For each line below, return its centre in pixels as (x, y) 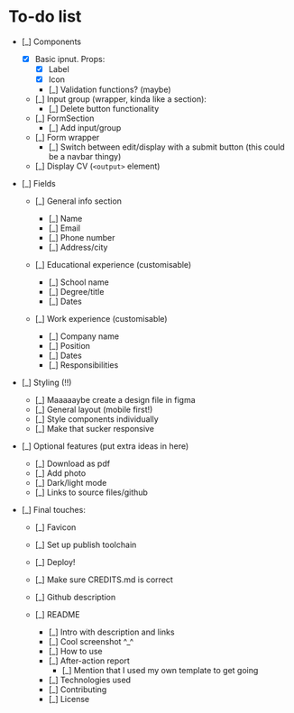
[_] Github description (75, 598)
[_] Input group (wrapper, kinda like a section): (120, 99)
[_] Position (69, 346)
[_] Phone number (82, 238)
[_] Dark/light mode (71, 483)
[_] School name (78, 282)
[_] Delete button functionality (104, 109)
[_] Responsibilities (83, 365)
